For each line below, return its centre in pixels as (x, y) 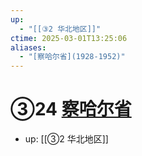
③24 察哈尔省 (71, 109)
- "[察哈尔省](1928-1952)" (72, 57)
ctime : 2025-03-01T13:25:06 (69, 38)
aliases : (28, 47)
